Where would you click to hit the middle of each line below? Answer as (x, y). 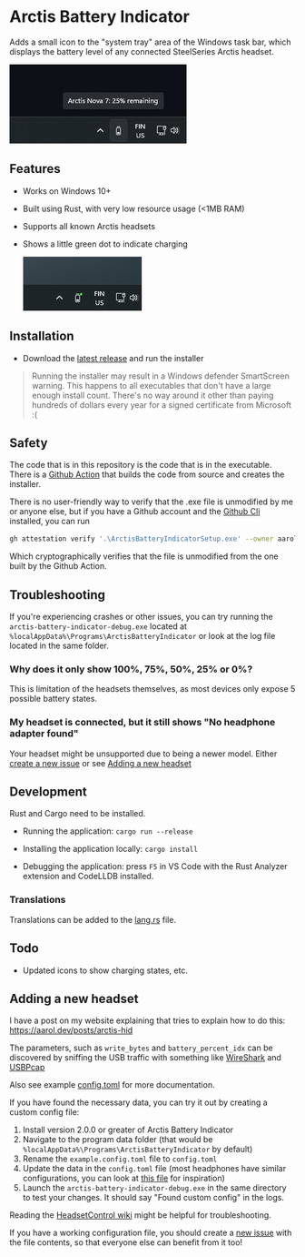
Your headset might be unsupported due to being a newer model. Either (143, 754)
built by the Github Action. (58, 566)
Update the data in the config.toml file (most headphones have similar (154, 1169)
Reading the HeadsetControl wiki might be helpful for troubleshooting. (141, 1215)
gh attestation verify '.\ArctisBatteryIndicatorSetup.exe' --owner (142, 539)
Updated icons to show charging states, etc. (105, 970)
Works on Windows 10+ (67, 191)
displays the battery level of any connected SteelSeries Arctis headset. (142, 51)
